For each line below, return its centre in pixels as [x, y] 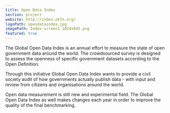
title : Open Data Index [30, 10]
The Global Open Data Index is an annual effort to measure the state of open [85, 48]
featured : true [21, 33]
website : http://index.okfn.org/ [41, 19]
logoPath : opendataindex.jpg [36, 24]
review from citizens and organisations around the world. [65, 85]
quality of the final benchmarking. [41, 105]
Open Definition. [22, 64]
